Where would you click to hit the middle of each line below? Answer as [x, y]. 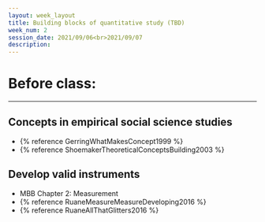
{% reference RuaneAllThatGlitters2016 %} [89, 210]
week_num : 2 [28, 30]
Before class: [52, 84]
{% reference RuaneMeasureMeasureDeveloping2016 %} [113, 202]
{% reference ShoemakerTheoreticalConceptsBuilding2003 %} [122, 150]
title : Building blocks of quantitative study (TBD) [97, 23]
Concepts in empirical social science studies [120, 122]
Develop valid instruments [74, 174]
